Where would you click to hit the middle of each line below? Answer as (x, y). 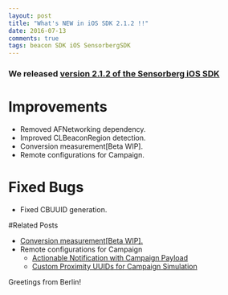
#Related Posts (33, 225)
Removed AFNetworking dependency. (83, 129)
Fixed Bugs (46, 188)
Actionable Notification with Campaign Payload (110, 257)
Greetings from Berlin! (45, 281)
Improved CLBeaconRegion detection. (83, 137)
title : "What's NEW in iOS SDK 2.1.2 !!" (79, 23)
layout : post (30, 16)
